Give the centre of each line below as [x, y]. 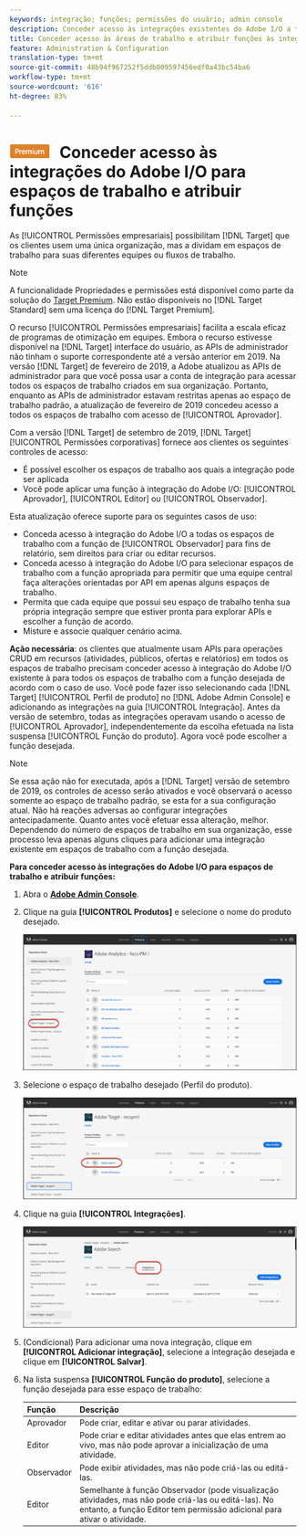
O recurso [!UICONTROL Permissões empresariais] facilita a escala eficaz [148, 328]
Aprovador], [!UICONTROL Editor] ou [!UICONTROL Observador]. [145, 499]
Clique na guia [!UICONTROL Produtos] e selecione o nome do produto [157, 912]
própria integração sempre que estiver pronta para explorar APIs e [147, 612]
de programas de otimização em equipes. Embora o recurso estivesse [141, 337]
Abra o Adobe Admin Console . [81, 894]
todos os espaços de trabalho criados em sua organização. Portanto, [139, 386]
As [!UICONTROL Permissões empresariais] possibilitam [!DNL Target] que [149, 236]
